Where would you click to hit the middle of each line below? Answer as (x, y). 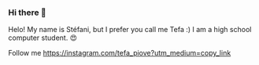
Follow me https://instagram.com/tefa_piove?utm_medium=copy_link (120, 53)
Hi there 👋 (28, 13)
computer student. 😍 (43, 38)
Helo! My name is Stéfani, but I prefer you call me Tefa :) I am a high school (130, 30)
